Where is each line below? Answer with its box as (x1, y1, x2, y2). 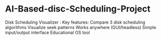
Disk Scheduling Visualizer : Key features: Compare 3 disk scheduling (5, 19, 145, 25)
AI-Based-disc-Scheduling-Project (5, 3, 151, 14)
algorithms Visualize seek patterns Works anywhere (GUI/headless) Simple (5, 24, 157, 30)
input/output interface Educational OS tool (5, 29, 90, 35)
